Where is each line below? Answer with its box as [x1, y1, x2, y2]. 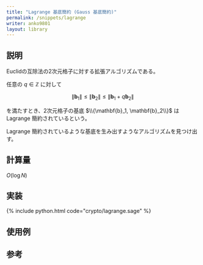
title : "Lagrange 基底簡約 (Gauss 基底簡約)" [6, 9, 117, 15]
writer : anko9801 [6, 20, 51, 26]
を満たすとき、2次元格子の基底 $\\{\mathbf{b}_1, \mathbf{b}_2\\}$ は [6, 106, 179, 114]
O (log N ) [6, 171, 28, 179]
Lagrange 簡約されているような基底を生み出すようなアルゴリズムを [6, 127, 176, 135]
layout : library [6, 26, 48, 32]
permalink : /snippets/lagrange [6, 15, 86, 21]
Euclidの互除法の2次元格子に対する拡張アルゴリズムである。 [6, 68, 159, 75]
